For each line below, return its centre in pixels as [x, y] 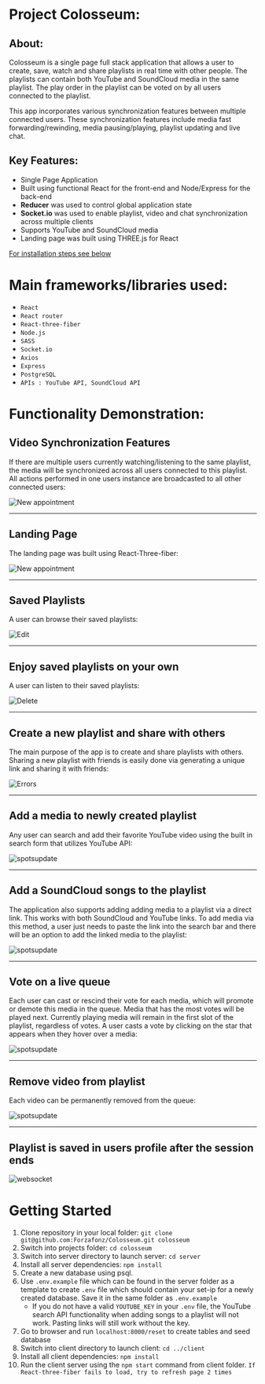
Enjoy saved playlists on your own [94, 666]
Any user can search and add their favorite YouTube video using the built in [131, 834]
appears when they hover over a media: [73, 1034]
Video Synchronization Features [90, 443]
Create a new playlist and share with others [117, 733]
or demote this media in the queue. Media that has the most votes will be [127, 1009]
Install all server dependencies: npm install [91, 1264]
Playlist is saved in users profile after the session [131, 1148]
